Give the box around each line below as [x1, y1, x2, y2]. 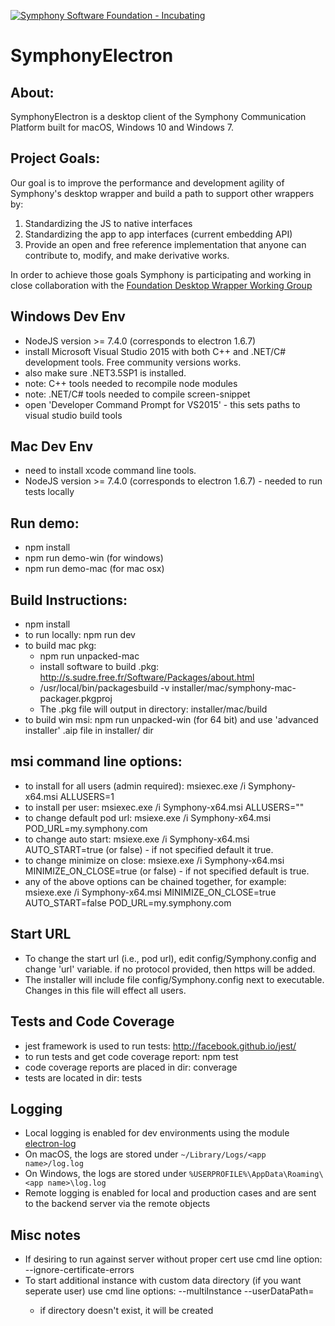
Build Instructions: [10, 591, 128, 609]
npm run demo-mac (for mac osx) [24, 563, 165, 575]
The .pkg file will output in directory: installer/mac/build [39, 703, 268, 715]
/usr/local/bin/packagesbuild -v [39, 682, 170, 694]
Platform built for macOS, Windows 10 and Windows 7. [10, 121, 235, 133]
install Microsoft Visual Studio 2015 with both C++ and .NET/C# [24, 345, 287, 357]
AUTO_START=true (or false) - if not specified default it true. [24, 843, 274, 855]
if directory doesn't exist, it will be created [39, 1305, 214, 1317]
